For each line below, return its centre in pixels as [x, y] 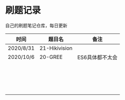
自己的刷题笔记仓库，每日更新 [36, 25]
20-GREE [51, 57]
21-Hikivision [56, 48]
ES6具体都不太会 [97, 57]
